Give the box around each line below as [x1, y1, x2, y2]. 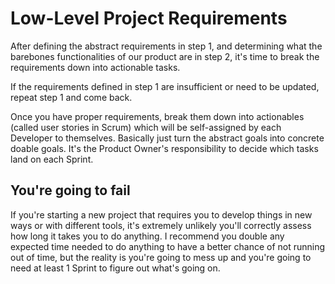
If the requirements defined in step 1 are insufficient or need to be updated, [10, 80, 320, 92]
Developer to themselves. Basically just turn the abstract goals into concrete [10, 132, 325, 144]
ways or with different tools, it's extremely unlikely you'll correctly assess [10, 219, 312, 231]
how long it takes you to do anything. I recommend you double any [10, 230, 285, 242]
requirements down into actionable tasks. [10, 61, 181, 73]
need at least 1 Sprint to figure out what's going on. [10, 262, 221, 274]
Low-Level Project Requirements [10, 7, 288, 30]
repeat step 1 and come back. [10, 91, 133, 103]
